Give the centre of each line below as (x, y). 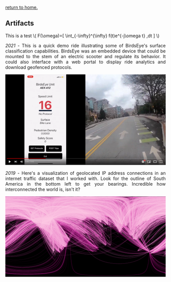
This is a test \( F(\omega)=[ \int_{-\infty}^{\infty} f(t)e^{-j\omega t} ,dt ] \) (82, 36)
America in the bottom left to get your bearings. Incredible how (85, 184)
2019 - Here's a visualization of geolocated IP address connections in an (85, 173)
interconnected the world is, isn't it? (43, 189)
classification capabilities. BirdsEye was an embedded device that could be (85, 51)
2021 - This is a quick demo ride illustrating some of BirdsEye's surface (85, 45)
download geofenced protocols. (39, 67)
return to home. (22, 7)
